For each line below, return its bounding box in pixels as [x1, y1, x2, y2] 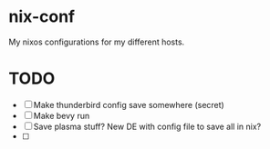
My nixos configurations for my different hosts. [8, 36, 185, 47]
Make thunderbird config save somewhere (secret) [33, 99, 224, 110]
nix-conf [8, 6, 75, 27]
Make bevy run [33, 110, 90, 121]
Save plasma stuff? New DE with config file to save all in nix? [33, 121, 262, 132]
